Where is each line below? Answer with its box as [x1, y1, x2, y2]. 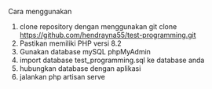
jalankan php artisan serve [19, 72, 106, 81]
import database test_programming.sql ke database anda [19, 55, 205, 65]
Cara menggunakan [8, 7, 72, 16]
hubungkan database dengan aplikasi [19, 64, 141, 73]
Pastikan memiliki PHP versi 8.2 [19, 39, 122, 48]
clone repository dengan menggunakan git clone [19, 22, 177, 31]
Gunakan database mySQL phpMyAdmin [19, 47, 152, 56]
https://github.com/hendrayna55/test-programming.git [19, 31, 196, 39]
